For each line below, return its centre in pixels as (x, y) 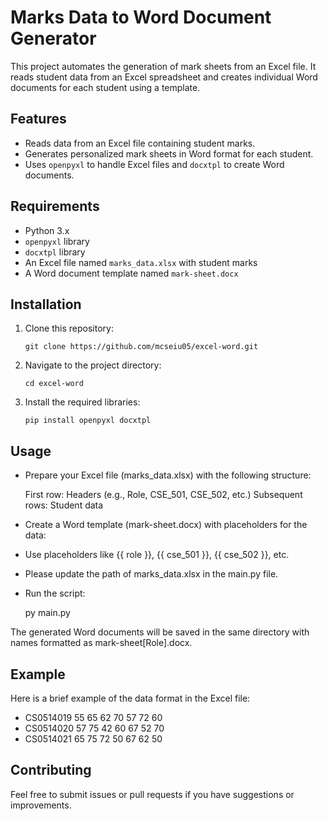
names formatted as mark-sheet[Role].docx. (101, 643)
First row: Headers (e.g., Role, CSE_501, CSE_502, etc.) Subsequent (163, 495)
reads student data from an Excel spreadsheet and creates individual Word (164, 77)
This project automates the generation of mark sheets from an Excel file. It (163, 66)
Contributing (51, 770)
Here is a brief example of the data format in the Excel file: (130, 698)
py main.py (47, 613)
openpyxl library (57, 241)
